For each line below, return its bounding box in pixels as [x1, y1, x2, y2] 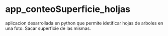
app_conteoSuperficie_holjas [5, 3, 131, 15]
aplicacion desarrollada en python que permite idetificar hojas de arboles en [5, 20, 163, 26]
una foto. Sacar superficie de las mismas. [5, 25, 92, 31]
